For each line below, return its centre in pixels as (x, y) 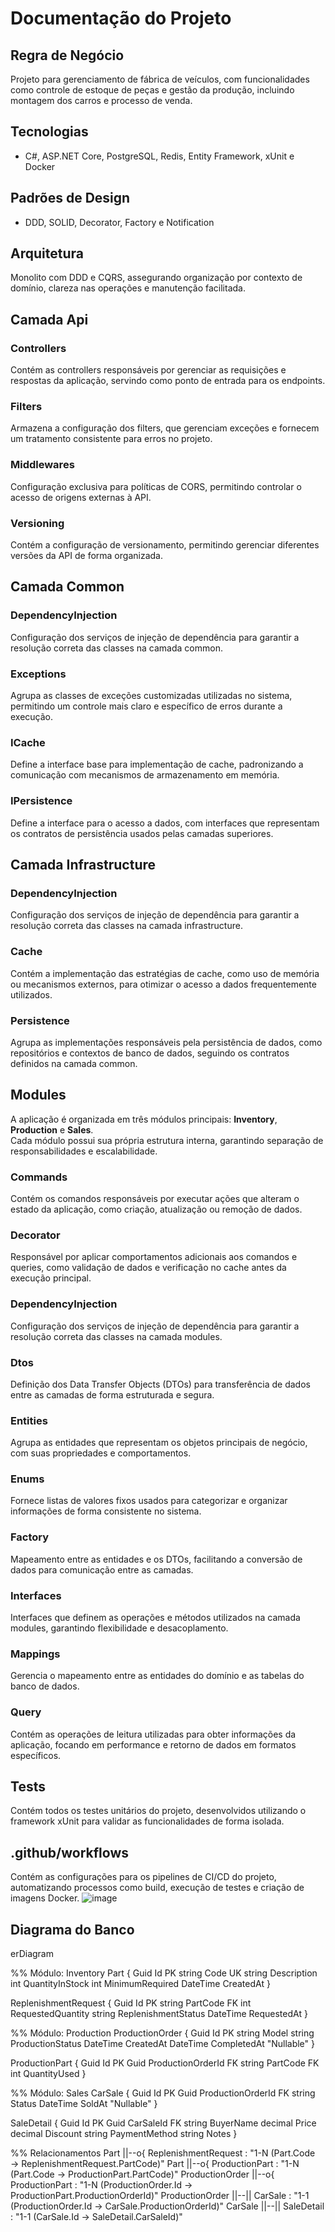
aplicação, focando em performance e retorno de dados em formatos (153, 1744)
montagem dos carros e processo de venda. (101, 100)
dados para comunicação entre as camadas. (102, 1569)
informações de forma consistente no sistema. (106, 1511)
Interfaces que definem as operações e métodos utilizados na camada (155, 1618)
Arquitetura (47, 253)
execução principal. (51, 1278)
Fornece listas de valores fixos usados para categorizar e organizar (149, 1501)
